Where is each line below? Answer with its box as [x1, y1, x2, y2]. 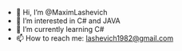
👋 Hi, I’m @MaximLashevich [15, 8, 108, 17]
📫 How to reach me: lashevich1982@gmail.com [15, 33, 174, 43]
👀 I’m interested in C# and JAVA [15, 16, 121, 25]
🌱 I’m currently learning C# [15, 25, 105, 33]
